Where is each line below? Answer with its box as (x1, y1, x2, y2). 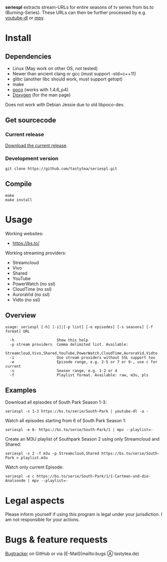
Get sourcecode (5, 116, 56, 124)
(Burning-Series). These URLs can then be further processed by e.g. (5, 9, 146, 15)
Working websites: (5, 230, 43, 236)
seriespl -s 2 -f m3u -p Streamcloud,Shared (5, 451, 99, 456)
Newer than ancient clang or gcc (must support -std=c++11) (12, 71, 136, 76)
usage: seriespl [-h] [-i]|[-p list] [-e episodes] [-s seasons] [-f (5, 324, 153, 329)
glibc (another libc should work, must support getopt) (12, 76, 123, 82)
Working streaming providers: (5, 250, 66, 256)
